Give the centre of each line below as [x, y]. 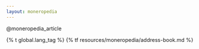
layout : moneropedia [32, 12]
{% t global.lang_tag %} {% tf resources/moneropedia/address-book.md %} [100, 40]
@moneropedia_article [34, 28]
